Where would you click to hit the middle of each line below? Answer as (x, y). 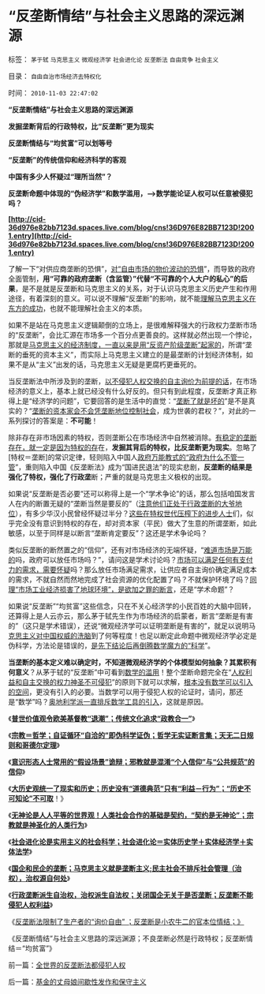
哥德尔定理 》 (41, 745)
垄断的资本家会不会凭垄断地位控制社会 (94, 410)
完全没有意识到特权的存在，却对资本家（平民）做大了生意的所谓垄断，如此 (136, 523)
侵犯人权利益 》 (31, 905)
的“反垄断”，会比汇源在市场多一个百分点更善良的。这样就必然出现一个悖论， (132, 334)
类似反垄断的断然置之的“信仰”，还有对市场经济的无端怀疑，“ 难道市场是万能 (130, 550)
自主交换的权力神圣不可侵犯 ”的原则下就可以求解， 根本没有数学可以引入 (138, 682)
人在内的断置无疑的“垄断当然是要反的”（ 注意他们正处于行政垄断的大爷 (122, 503)
